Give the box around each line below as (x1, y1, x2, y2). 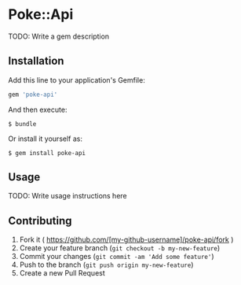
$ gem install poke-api (8, 149, 86, 157)
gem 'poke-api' (8, 91, 58, 98)
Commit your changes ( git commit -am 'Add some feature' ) (19, 252, 214, 261)
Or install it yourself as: (8, 134, 82, 143)
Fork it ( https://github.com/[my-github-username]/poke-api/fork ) (19, 235, 234, 245)
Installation (8, 54, 64, 68)
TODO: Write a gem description (8, 31, 110, 41)
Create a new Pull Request (19, 268, 106, 278)
